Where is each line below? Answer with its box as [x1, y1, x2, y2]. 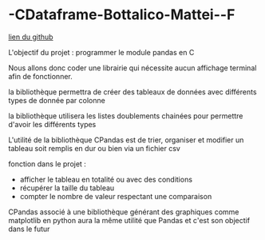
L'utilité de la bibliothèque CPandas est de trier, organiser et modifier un [8, 134, 244, 145]
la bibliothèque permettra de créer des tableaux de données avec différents [8, 86, 257, 97]
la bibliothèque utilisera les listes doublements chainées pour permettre [8, 110, 243, 121]
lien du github [8, 32, 53, 42]
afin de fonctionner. [8, 71, 73, 81]
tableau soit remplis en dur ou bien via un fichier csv [8, 143, 181, 153]
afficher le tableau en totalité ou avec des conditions [19, 174, 193, 184]
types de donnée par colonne [8, 95, 105, 105]
